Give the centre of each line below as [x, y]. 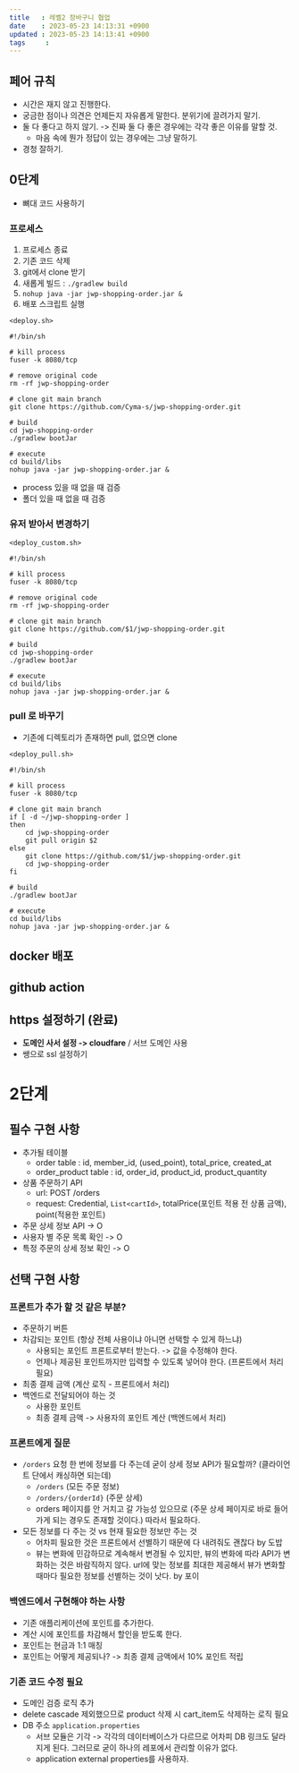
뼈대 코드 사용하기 [53, 203]
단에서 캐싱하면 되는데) [71, 1475]
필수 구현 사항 [45, 1129]
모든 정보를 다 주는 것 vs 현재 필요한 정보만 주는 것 [110, 1531]
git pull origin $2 [62, 840]
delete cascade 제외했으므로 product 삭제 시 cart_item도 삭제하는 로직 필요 [155, 1714]
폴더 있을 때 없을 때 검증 [64, 499]
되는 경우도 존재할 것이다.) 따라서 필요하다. [126, 1520]
